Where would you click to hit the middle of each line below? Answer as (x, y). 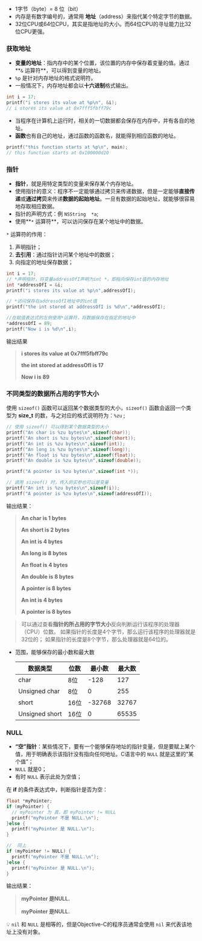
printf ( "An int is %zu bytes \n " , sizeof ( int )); (66, 444)
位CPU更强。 (31, 31)
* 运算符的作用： (27, 234)
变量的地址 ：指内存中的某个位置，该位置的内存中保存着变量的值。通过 (102, 63)
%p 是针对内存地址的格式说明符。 (55, 78)
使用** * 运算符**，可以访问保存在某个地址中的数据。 (80, 221)
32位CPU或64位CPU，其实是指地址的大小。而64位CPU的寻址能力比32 (103, 24)
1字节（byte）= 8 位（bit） (48, 9)
